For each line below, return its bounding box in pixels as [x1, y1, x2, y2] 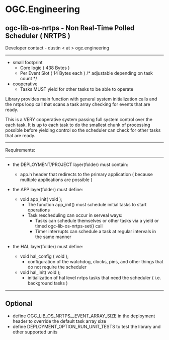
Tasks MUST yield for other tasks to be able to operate [20, 86, 134, 92]
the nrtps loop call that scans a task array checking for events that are [5, 101, 150, 107]
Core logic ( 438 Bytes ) [20, 65, 70, 71]
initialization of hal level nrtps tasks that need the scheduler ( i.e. [27, 275, 161, 280]
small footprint [12, 60, 43, 65]
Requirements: [5, 147, 35, 153]
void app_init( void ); [20, 196, 63, 202]
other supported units [12, 329, 58, 335]
